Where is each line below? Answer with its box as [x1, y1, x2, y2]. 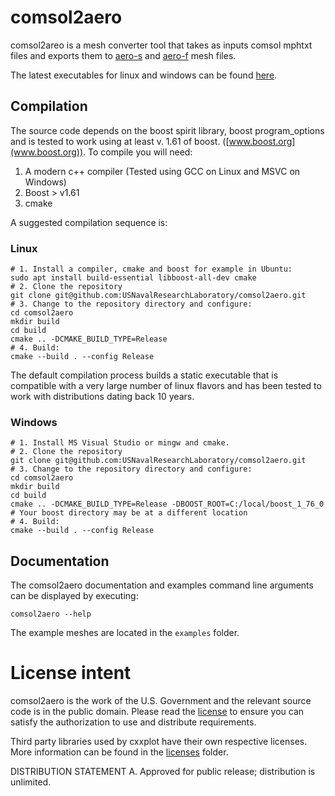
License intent [10, 662, 132, 685]
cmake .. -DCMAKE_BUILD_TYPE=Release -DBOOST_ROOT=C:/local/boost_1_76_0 [10, 499, 325, 510]
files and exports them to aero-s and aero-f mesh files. [10, 49, 237, 61]
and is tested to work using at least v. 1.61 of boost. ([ [10, 135, 230, 147]
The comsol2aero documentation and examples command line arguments [10, 579, 314, 591]
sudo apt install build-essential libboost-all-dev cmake [10, 273, 257, 283]
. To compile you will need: [83, 146, 193, 158]
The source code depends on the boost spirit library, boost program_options [10, 124, 325, 136]
